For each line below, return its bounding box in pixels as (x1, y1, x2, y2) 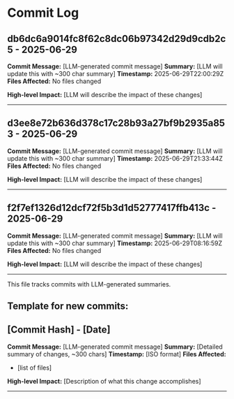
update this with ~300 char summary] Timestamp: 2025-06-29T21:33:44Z (7, 154, 223, 162)
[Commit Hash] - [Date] (7, 324, 111, 336)
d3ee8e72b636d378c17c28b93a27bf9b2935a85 (7, 117, 225, 129)
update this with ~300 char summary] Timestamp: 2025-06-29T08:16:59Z (7, 239, 223, 247)
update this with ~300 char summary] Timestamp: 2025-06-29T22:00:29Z (7, 70, 224, 78)
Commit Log (7, 5, 79, 21)
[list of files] (17, 363, 52, 372)
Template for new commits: (7, 300, 129, 312)
